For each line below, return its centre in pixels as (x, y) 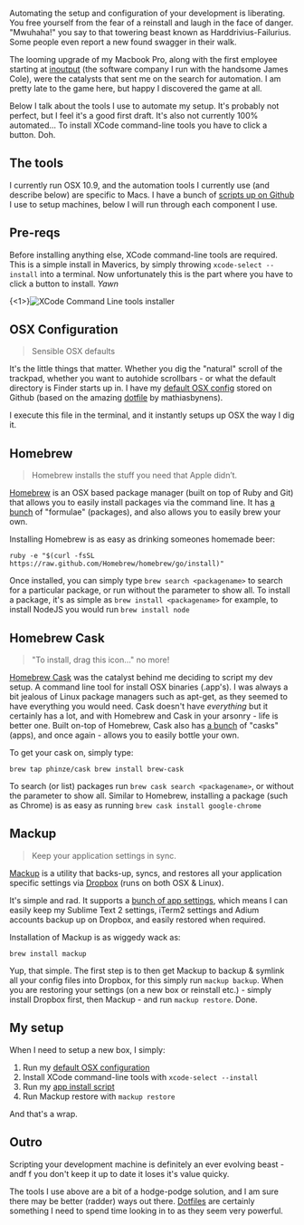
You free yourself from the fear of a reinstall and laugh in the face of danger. (152, 23)
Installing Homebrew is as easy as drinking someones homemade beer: (142, 539)
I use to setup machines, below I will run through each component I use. (143, 204)
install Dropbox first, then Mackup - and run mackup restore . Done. (133, 999)
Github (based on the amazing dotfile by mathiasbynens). (116, 398)
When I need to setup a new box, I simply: (87, 1049)
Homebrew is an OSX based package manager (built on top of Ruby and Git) (152, 493)
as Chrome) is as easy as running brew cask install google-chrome (136, 805)
